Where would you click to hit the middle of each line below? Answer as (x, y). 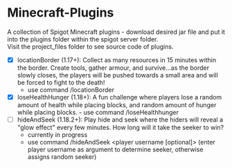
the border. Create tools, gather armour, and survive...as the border (113, 68)
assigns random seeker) (62, 157)
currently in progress (57, 135)
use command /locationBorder (71, 90)
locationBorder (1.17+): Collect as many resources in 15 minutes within (117, 59)
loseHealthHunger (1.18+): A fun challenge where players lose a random (119, 97)
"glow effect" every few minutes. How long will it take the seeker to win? (121, 128)
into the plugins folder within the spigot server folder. (83, 39)
